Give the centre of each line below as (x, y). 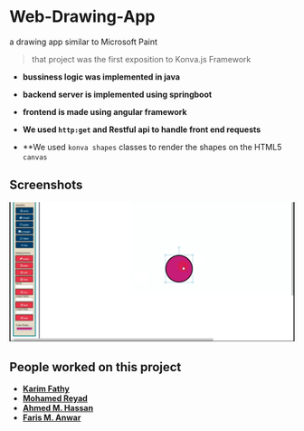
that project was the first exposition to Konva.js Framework (141, 59)
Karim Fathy (46, 389)
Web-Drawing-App (82, 17)
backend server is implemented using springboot (117, 94)
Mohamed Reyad (55, 398)
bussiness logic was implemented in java (101, 77)
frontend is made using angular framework (104, 111)
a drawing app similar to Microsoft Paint (84, 42)
